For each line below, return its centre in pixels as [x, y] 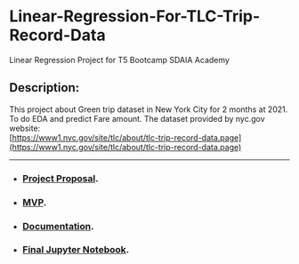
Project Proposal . [61, 178]
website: [25, 128]
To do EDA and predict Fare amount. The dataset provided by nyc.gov [137, 118]
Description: [44, 88]
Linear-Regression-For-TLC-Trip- [135, 16]
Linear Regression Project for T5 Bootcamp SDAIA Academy [119, 60]
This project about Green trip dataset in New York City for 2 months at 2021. [149, 109]
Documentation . [58, 226]
